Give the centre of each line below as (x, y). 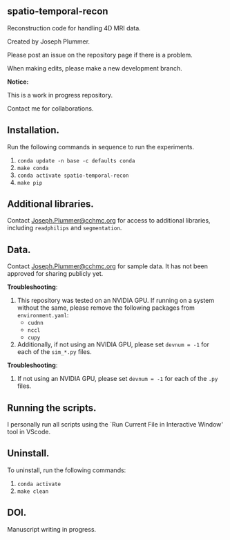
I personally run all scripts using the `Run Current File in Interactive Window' (115, 425)
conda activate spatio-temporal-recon (73, 176)
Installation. (33, 130)
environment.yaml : (43, 315)
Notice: (18, 82)
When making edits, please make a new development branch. (95, 68)
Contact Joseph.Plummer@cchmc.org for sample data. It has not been (108, 266)
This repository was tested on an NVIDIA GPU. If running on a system (116, 301)
